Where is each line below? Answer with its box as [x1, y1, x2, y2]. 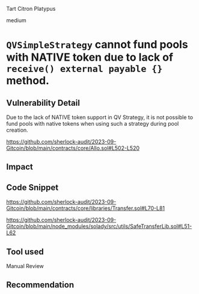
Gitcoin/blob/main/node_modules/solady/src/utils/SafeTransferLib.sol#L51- [6, 222, 192, 230]
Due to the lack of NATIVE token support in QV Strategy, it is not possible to [6, 114, 194, 121]
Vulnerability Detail [6, 97, 80, 108]
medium [6, 17, 26, 23]
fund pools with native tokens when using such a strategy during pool [6, 120, 179, 127]
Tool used [6, 247, 44, 257]
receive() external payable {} [6, 63, 163, 75]
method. [6, 74, 50, 88]
